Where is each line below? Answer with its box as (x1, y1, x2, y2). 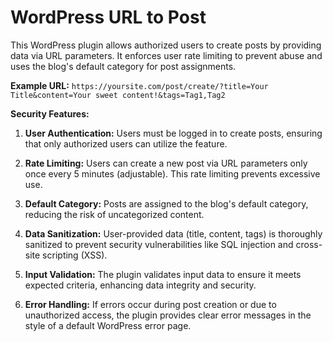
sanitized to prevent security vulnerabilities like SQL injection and (24, 238, 294, 250)
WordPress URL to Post (10, 6, 207, 29)
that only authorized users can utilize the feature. (24, 137, 228, 150)
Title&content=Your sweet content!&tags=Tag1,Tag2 (10, 90, 226, 100)
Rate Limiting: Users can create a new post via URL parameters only (24, 157, 308, 169)
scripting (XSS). (42, 249, 108, 261)
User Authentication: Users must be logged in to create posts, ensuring (24, 127, 323, 139)
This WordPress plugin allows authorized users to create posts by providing (10, 39, 322, 51)
